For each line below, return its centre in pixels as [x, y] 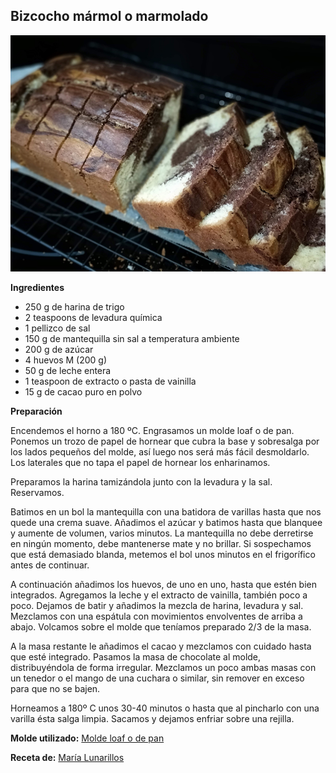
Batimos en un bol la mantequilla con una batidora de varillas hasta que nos [166, 511]
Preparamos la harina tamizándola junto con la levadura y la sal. [141, 481]
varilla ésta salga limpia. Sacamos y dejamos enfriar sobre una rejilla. [152, 718]
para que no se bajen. [55, 688]
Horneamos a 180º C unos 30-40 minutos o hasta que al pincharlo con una [165, 708]
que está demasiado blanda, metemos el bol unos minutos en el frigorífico [163, 554]
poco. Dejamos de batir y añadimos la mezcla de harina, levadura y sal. [157, 605]
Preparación [36, 411]
